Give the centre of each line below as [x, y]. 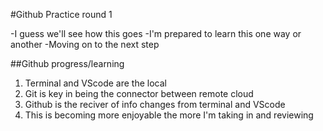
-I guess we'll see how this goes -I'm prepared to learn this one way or [156, 33]
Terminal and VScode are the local [95, 83]
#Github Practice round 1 [61, 14]
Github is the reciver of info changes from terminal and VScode [155, 104]
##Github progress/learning [67, 63]
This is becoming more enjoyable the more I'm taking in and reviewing [169, 115]
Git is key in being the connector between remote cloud [139, 93]
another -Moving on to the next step [85, 44]
